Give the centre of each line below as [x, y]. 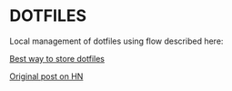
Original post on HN [46, 76]
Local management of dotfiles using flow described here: [116, 41]
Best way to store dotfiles [57, 58]
